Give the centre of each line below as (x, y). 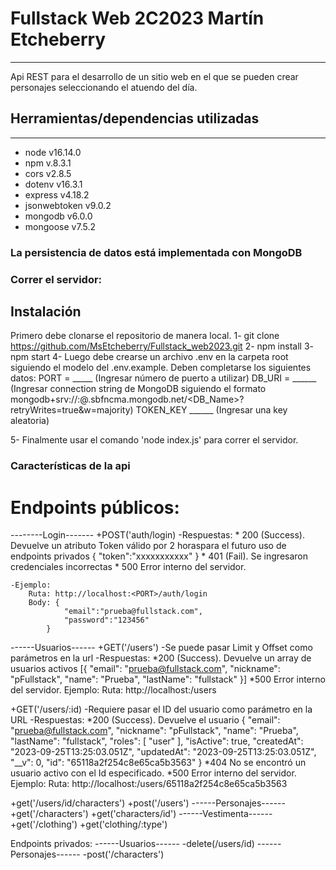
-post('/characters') (123, 854)
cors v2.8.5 (48, 173)
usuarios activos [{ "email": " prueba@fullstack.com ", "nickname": (145, 669)
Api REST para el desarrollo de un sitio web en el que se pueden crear (154, 76)
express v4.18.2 (57, 194)
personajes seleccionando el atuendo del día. (104, 87)
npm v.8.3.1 (48, 163)
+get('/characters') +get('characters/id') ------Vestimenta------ (141, 814)
